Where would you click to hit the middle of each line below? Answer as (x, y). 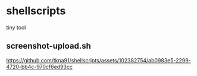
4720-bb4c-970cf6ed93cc (40, 66)
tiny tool (16, 27)
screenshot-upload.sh (49, 46)
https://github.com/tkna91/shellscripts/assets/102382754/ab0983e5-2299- (99, 60)
